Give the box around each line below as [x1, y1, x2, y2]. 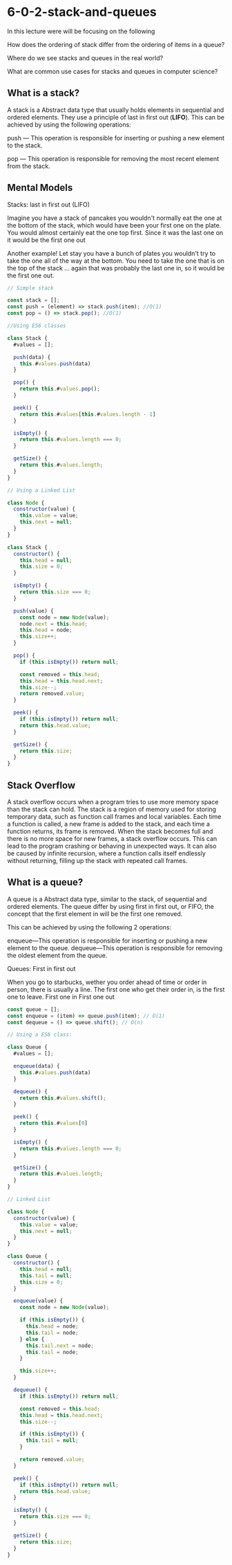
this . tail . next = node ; [25, 1342, 95, 1349]
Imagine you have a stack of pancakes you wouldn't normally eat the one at [7, 214, 222, 222]
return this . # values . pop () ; [19, 385, 100, 393]
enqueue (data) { [13, 1063, 60, 1070]
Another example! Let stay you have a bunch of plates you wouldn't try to [7, 249, 216, 257]
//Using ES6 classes [7, 322, 67, 329]
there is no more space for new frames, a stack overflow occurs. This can [7, 835, 217, 842]
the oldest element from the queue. [7, 951, 108, 959]
